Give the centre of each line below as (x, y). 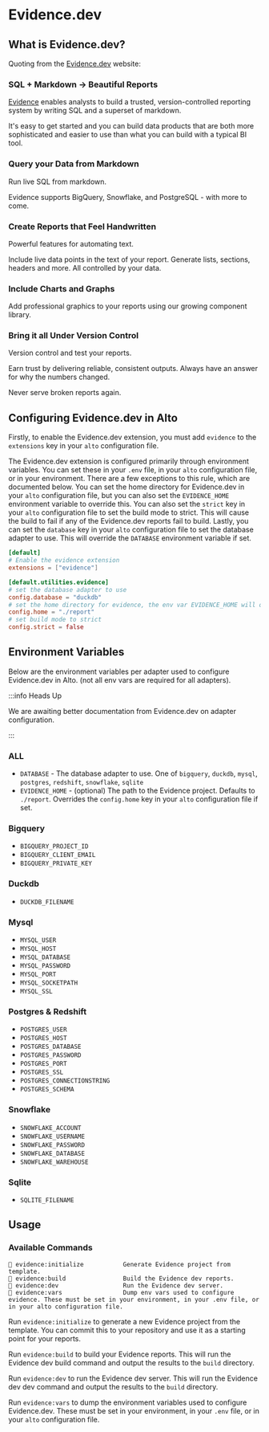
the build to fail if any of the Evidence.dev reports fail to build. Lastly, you (128, 521)
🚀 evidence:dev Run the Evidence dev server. (116, 1285)
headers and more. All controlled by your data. (85, 267)
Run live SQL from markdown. (57, 182)
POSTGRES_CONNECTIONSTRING (65, 1081)
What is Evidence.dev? (67, 45)
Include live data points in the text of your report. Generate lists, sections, (129, 259)
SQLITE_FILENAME (47, 1200)
